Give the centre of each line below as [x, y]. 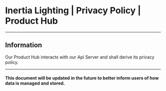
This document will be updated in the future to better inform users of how [82, 78]
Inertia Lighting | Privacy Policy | [73, 11]
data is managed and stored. [35, 83]
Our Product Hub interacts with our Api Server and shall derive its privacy [80, 57]
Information [24, 45]
